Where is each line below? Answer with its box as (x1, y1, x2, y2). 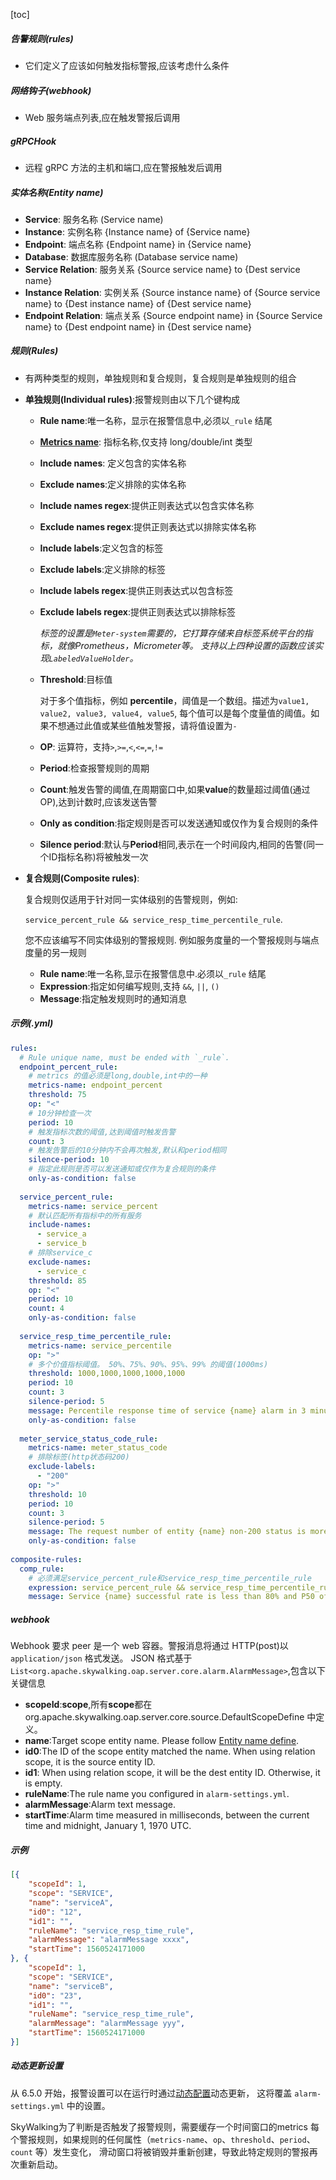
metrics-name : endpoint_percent (28, 1080, 163, 1091)
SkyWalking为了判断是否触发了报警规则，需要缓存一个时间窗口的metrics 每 (10, 2120, 320, 2133)
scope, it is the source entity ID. (24, 1756, 156, 1768)
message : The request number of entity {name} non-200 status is (28, 1527, 307, 1537)
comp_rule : (19, 1564, 65, 1574)
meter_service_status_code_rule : (19, 1434, 159, 1444)
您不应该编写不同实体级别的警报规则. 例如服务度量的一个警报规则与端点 (24, 934, 320, 946)
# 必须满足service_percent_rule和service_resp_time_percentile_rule (28, 1573, 312, 1583)
